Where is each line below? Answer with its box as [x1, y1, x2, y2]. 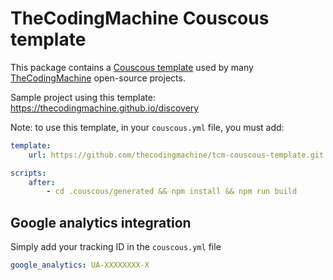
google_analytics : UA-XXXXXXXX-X [10, 260, 150, 271]
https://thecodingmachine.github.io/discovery [10, 102, 200, 114]
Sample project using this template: [10, 91, 157, 103]
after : [28, 177, 56, 187]
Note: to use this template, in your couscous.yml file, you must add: [10, 121, 285, 133]
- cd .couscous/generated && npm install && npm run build [46, 187, 298, 197]
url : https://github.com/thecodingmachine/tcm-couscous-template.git [28, 150, 325, 160]
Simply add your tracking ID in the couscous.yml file [10, 241, 222, 253]
